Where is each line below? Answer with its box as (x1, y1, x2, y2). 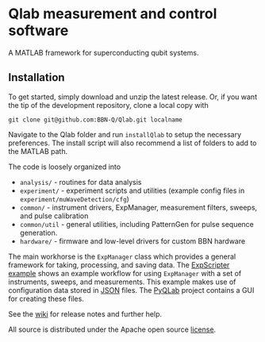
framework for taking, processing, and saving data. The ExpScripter (8, 259, 230, 270)
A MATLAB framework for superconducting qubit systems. (8, 48, 199, 57)
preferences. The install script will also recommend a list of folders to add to (8, 138, 257, 148)
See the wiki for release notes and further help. (8, 309, 163, 318)
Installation (8, 71, 65, 84)
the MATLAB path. (8, 146, 68, 156)
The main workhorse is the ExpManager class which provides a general (8, 252, 236, 261)
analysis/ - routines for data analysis (19, 177, 142, 186)
